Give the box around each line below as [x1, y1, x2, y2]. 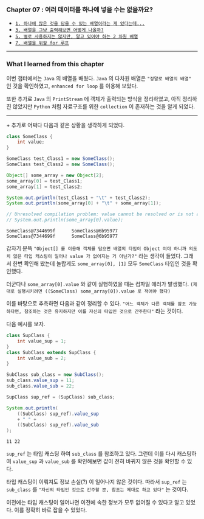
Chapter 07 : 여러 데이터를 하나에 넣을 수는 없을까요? [6, 5, 154, 13]
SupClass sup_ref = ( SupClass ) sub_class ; [6, 394, 115, 400]
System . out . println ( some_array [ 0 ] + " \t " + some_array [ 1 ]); [6, 200, 162, 206]
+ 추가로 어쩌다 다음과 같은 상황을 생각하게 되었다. [6, 121, 125, 128]
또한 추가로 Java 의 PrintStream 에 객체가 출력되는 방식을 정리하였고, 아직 [6, 95, 181, 102]
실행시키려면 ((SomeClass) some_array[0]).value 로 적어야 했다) [17, 288, 171, 294]
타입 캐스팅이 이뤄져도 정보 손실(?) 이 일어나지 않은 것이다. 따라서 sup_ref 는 [6, 478, 187, 486]
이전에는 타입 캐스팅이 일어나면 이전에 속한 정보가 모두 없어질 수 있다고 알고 [6, 499, 185, 506]
